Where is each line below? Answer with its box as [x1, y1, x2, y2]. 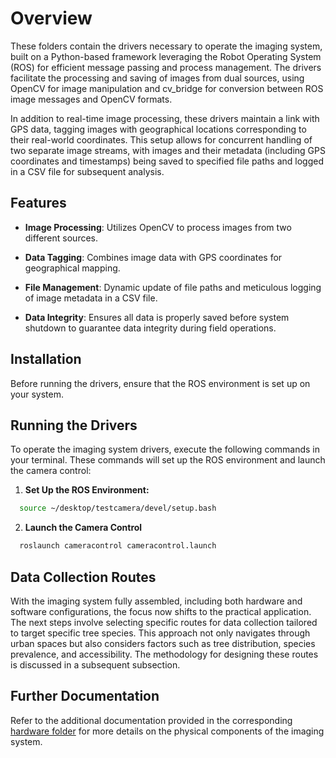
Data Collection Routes [10, 568, 157, 586]
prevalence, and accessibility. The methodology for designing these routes [10, 648, 319, 660]
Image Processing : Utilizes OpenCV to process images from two [24, 221, 292, 233]
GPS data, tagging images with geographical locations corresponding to [10, 123, 307, 135]
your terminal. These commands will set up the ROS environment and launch [10, 454, 326, 466]
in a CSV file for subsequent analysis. [10, 165, 165, 177]
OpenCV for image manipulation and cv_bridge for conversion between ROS [10, 82, 324, 94]
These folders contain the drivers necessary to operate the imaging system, [10, 40, 323, 52]
